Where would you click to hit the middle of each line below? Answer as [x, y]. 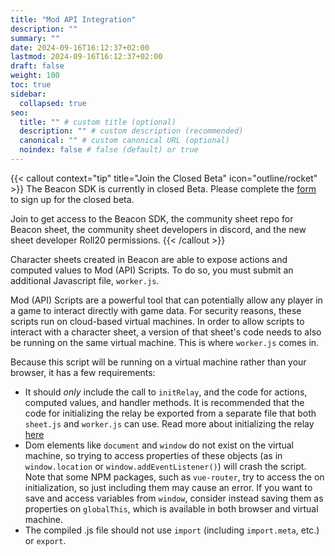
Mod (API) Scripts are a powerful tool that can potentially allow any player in [166, 300]
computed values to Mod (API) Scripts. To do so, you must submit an [152, 270]
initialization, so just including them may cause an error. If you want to [168, 487]
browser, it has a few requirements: [83, 372]
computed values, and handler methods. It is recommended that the [164, 402]
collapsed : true [53, 103]
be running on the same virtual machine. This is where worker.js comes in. [165, 342]
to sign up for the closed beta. [72, 199]
